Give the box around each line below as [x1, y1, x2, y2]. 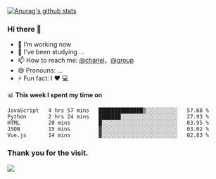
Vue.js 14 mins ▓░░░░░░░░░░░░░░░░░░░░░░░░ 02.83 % [7, 132, 210, 139]
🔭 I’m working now [17, 40, 72, 49]
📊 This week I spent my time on [7, 91, 103, 99]
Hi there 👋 [7, 24, 42, 34]
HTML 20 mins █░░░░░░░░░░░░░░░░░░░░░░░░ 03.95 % [7, 120, 210, 127]
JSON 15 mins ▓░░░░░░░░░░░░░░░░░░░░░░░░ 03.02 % [7, 125, 210, 133]
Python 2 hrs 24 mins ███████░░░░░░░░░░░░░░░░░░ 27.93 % [7, 113, 210, 121]
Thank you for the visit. [7, 148, 89, 158]
